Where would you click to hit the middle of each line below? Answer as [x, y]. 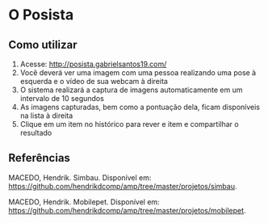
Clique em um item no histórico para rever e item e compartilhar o [130, 124]
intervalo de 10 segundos [62, 98]
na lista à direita [46, 116]
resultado [36, 133]
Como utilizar [43, 45]
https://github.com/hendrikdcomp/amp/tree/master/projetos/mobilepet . [127, 210]
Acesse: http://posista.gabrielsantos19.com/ [93, 64]
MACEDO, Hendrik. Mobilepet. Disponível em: [84, 202]
